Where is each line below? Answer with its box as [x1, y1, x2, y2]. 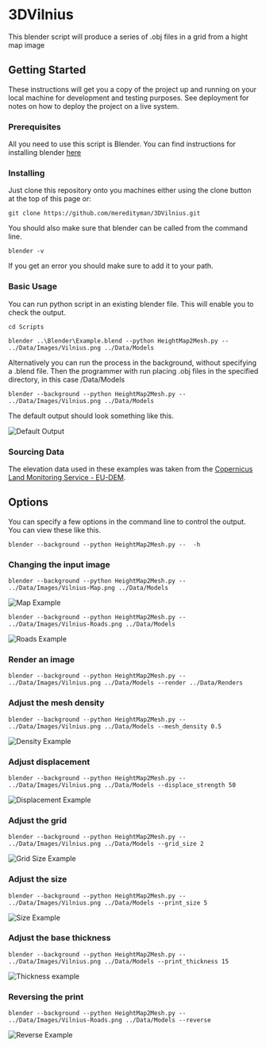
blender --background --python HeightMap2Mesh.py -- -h [8, 541, 201, 549]
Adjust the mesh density [8, 697, 105, 708]
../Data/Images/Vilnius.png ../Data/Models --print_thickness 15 [8, 957, 229, 965]
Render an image [8, 653, 75, 665]
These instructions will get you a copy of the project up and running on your [8, 84, 256, 94]
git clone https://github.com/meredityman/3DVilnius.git [8, 209, 201, 218]
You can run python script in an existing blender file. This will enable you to [8, 299, 254, 308]
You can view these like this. [8, 525, 102, 534]
